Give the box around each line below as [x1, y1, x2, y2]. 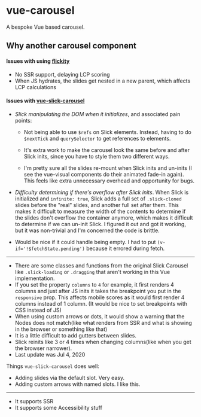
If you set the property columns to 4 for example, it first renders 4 [14, 281, 175, 288]
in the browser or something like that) [14, 325, 108, 333]
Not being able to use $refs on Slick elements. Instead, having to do [23, 128, 191, 135]
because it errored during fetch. [86, 245, 165, 252]
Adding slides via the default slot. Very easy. [14, 374, 124, 381]
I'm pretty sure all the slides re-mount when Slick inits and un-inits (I [23, 164, 193, 171]
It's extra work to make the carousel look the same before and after [23, 146, 190, 153]
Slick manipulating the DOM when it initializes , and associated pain [14, 110, 181, 117]
